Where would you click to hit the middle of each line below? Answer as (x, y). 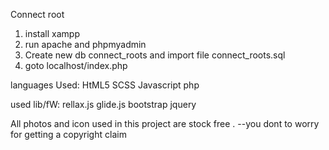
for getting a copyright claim (68, 134)
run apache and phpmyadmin (85, 44)
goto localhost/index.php (76, 65)
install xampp (52, 33)
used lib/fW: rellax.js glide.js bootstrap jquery (103, 104)
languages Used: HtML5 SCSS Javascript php (105, 85)
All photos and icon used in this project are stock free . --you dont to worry (165, 123)
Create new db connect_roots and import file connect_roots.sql (155, 55)
